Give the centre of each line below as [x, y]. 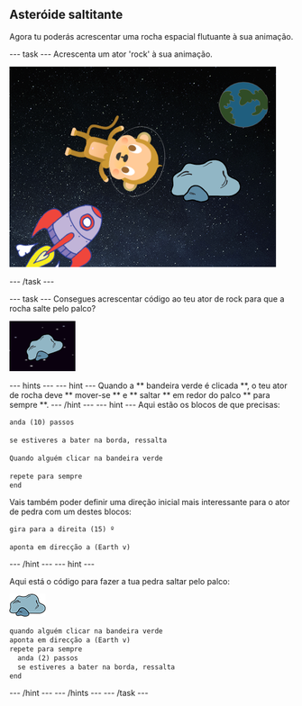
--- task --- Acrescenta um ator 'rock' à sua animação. [111, 54]
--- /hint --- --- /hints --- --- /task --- [79, 692]
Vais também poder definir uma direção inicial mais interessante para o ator [150, 502]
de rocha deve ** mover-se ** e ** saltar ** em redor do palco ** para [140, 394]
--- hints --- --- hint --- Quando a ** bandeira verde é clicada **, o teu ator [148, 385]
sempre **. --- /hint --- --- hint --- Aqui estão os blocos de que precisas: [145, 404]
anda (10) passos [42, 422]
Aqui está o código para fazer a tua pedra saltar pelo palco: [120, 581]
